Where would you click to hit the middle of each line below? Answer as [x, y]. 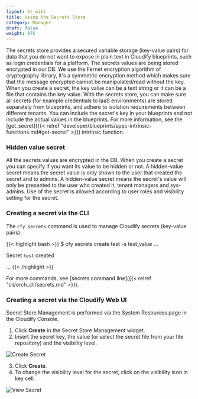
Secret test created [30, 255]
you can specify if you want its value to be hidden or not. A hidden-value [95, 167]
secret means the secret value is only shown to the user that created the [94, 173]
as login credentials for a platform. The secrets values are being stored [92, 63]
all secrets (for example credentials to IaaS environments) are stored [89, 100]
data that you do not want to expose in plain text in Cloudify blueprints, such [99, 57]
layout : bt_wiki [26, 12]
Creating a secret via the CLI [48, 213]
